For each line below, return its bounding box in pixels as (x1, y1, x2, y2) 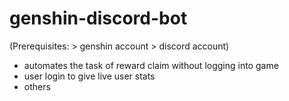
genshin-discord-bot (9, 7, 188, 30)
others (23, 80, 51, 92)
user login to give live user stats (23, 70, 156, 82)
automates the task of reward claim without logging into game (23, 59, 279, 71)
